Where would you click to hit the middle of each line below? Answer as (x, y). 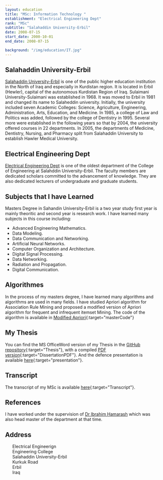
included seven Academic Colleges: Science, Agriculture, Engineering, (76, 107)
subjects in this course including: (38, 219)
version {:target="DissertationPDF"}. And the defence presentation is (74, 355)
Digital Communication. (36, 270)
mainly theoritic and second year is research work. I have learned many (77, 214)
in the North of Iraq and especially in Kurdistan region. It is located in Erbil (79, 87)
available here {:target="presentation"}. (44, 360)
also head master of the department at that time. (54, 420)
